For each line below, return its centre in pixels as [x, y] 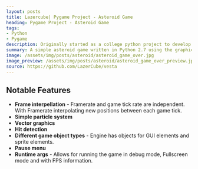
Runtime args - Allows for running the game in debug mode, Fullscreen [101, 154]
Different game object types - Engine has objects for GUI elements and [102, 135]
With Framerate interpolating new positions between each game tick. [98, 111]
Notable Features [38, 90]
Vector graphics [35, 123]
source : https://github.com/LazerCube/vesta [62, 66]
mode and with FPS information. [54, 161]
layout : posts [24, 11]
